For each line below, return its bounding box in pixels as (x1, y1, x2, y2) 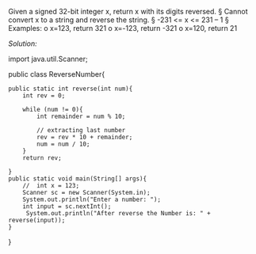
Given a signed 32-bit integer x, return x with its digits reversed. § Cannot (8, 7, 248, 16)
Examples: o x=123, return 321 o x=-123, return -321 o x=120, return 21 (8, 24, 238, 32)
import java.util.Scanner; (8, 55, 89, 63)
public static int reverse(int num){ (8, 85, 133, 93)
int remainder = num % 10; (36, 112, 126, 120)
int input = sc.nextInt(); (22, 203, 112, 210)
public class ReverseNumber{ (8, 70, 105, 78)
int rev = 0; (22, 92, 66, 100)
